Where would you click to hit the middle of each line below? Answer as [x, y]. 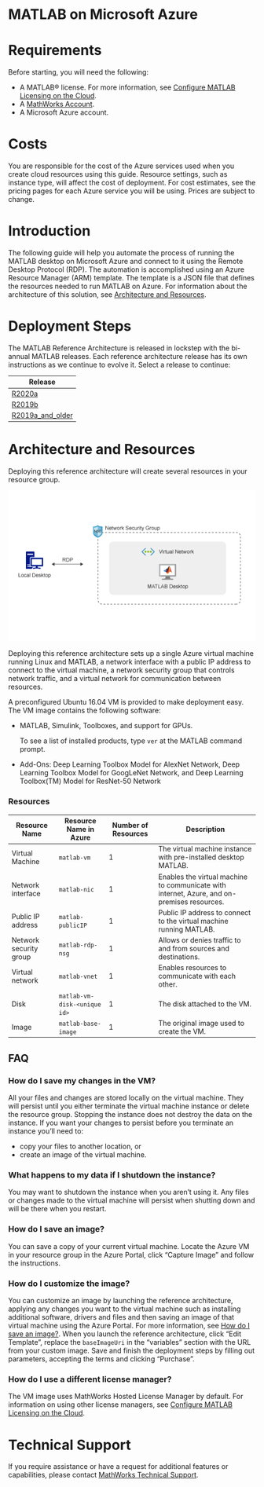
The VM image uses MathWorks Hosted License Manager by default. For [126, 1397]
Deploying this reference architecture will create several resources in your [128, 471]
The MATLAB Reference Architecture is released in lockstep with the [119, 348]
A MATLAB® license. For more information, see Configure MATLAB [127, 87]
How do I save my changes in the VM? [82, 1080]
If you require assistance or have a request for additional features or [118, 1467]
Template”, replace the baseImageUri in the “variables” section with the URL [130, 1342]
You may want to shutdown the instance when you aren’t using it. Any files [128, 1192]
